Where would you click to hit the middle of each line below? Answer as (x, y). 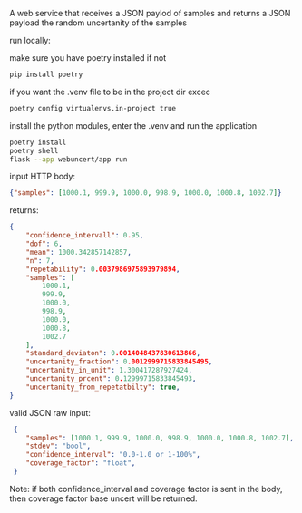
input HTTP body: (42, 177)
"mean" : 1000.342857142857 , (78, 252)
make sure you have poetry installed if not (88, 58)
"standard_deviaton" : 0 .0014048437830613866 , (113, 353)
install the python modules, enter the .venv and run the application (133, 125)
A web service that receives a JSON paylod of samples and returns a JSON (150, 13)
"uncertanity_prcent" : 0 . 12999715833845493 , (111, 379)
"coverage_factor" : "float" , (81, 463)
